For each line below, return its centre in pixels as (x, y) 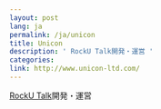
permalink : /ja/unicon (52, 35)
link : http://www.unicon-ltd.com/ (75, 69)
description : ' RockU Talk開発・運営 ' (81, 52)
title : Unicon (36, 43)
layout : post (34, 18)
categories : (32, 60)
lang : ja (26, 26)
